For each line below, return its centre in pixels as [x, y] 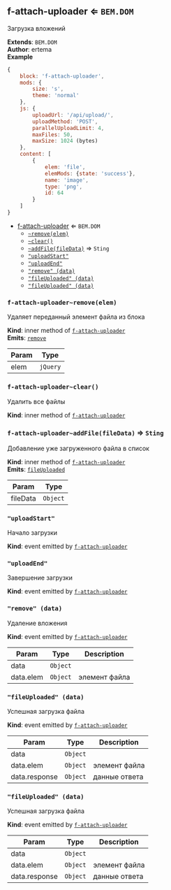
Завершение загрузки [40, 578]
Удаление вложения [37, 623]
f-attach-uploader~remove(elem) [62, 302]
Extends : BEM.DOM [32, 42]
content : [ [36, 154]
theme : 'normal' [56, 96]
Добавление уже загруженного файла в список [79, 448]
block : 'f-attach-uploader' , [62, 76]
